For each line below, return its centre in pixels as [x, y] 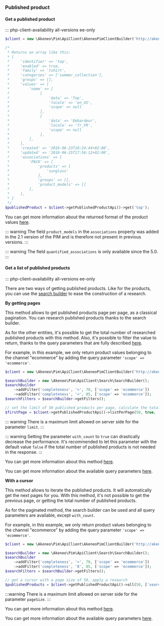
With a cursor [19, 480]
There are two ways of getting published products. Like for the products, [78, 288]
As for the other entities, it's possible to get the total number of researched [80, 332]
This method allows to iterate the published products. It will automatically [79, 490]
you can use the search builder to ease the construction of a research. [76, 293]
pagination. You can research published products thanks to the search [76, 317]
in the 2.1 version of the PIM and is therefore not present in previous [73, 236]
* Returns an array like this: [39, 52]
